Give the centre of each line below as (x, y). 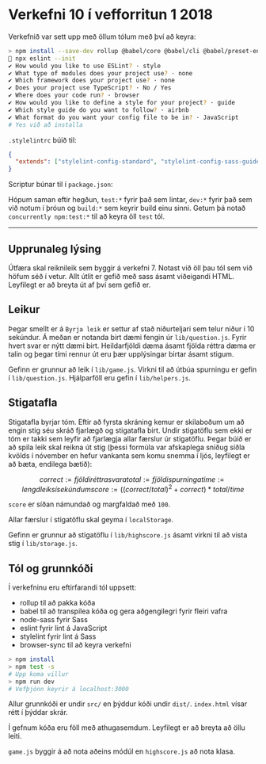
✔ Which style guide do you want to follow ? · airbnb (99, 110)
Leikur (24, 309)
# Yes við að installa (46, 124)
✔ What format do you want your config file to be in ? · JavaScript (123, 117)
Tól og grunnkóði (51, 568)
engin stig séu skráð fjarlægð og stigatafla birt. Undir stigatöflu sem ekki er (130, 430)
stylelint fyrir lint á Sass (58, 636)
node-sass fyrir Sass (54, 620)
